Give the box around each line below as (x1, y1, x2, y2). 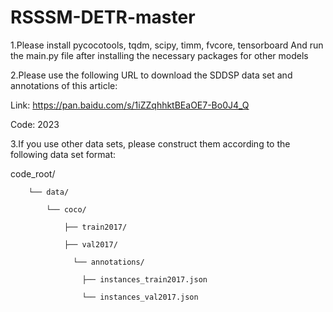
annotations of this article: (10, 79, 118, 91)
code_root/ (10, 167, 56, 180)
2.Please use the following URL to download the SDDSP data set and (10, 69, 293, 81)
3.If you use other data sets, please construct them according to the (10, 137, 291, 150)
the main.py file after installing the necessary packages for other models (10, 49, 309, 61)
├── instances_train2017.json (81, 274, 208, 285)
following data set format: (10, 148, 117, 160)
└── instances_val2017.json (81, 292, 199, 302)
